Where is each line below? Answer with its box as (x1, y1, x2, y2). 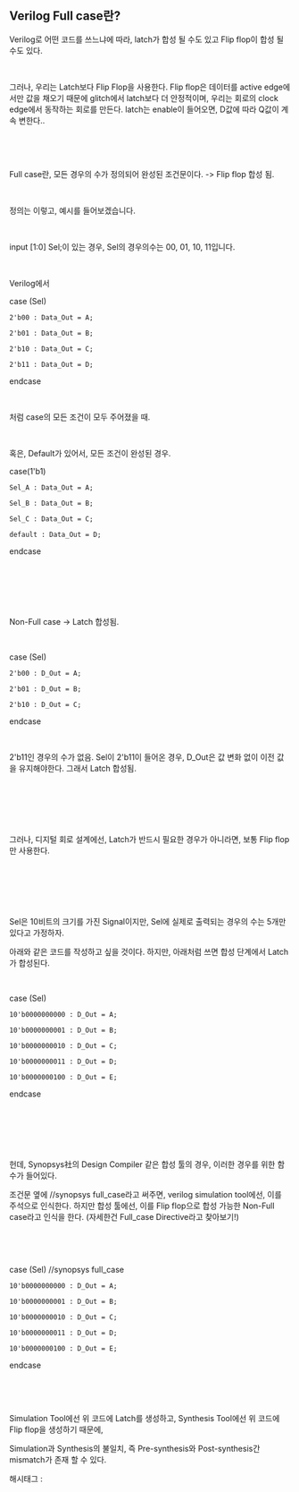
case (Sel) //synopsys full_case (9, 1264, 125, 1275)
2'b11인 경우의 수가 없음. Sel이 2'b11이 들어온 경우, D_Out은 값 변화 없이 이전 (9, 751, 275, 763)
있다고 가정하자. (9, 927, 65, 938)
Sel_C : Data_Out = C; (9, 514, 94, 524)
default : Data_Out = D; (9, 530, 102, 539)
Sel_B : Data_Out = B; (9, 499, 94, 507)
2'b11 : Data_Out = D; (9, 360, 94, 369)
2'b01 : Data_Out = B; (9, 328, 94, 337)
